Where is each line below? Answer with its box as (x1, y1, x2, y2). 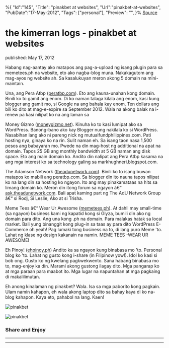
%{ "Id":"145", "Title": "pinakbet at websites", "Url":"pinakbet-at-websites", (5, 5, 161, 10)
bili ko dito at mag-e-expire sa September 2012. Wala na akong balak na (5, 106, 154, 112)
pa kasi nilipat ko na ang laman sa (19, 111, 90, 117)
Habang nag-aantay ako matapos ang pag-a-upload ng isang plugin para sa (5, 64, 163, 70)
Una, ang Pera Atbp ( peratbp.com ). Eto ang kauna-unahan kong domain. (5, 90, 156, 96)
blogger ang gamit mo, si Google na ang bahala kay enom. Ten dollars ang (5, 101, 159, 107)
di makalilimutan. (5, 273, 40, 280)
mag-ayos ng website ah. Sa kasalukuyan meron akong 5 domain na (5, 75, 147, 81)
